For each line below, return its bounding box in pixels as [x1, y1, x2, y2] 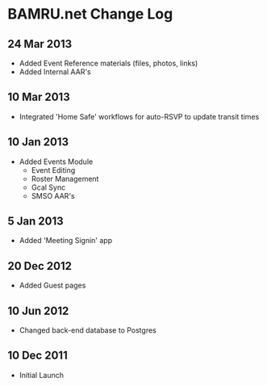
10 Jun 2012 [7, 304, 69, 317]
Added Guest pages [19, 280, 86, 291]
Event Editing [31, 165, 76, 174]
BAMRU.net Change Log [7, 5, 173, 23]
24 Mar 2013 [7, 37, 73, 51]
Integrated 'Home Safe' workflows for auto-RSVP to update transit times [19, 111, 260, 121]
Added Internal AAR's [19, 67, 91, 77]
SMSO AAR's [31, 191, 75, 200]
